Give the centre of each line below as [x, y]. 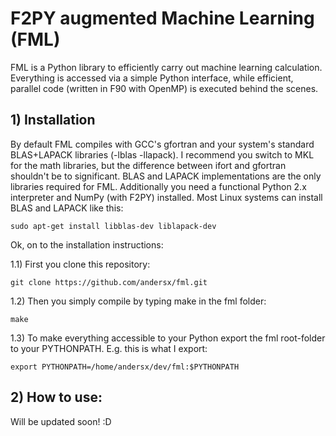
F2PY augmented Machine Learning [162, 18]
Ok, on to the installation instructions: [87, 244]
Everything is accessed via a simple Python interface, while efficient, [152, 78]
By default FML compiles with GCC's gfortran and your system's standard [162, 144]
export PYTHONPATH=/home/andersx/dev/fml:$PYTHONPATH [125, 367]
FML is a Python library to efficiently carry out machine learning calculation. [166, 67]
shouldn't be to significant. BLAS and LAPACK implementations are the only [166, 176]
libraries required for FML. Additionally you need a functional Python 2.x [158, 186]
